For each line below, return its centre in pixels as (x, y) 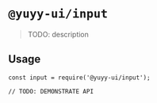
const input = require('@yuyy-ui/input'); (79, 78)
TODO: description (58, 34)
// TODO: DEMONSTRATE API (51, 91)
